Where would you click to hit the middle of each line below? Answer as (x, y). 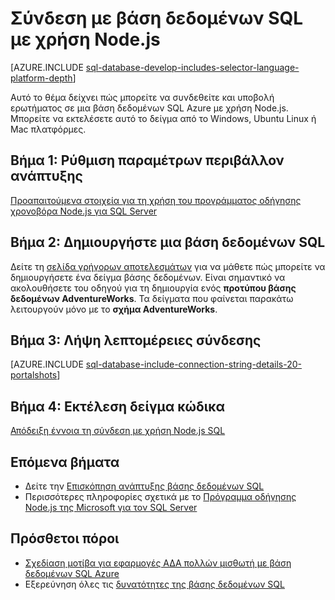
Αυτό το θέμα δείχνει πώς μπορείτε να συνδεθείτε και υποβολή (142, 97)
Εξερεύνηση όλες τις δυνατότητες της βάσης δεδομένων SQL (154, 584)
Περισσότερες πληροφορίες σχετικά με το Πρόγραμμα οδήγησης (160, 496)
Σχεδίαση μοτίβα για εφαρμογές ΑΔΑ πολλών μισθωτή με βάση (158, 563)
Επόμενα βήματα (65, 462)
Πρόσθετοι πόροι (65, 538)
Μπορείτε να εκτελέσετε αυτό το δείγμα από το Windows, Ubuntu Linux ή (163, 118)
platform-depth (41, 78)
